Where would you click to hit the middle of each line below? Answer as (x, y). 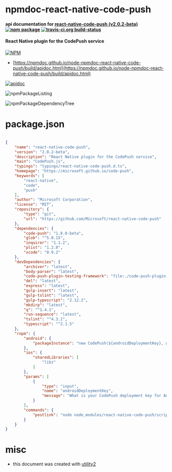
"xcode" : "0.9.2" (42, 252)
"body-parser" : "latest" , (51, 271)
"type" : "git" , (40, 214)
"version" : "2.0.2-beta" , (42, 152)
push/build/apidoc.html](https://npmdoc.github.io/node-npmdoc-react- (88, 68)
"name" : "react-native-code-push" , (52, 147)
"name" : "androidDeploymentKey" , (78, 391)
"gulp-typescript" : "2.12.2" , (56, 300)
